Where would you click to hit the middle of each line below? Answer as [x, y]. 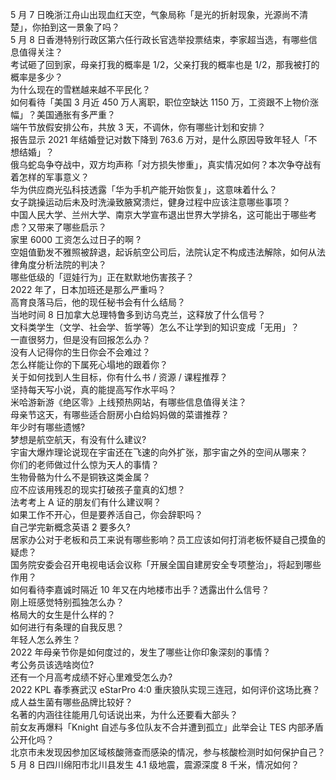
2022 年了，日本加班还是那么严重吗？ [88, 289]
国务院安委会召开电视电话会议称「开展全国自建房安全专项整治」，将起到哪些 [166, 564]
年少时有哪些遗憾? [48, 427]
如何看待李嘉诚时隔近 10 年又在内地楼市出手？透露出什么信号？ [140, 589]
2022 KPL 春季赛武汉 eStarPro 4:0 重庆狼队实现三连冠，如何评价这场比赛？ [165, 689]
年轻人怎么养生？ [45, 639]
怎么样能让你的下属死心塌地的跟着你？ [89, 364]
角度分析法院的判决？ [62, 264]
